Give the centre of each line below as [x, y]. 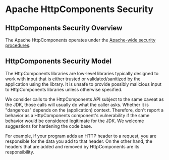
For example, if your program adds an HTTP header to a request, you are [81, 136]
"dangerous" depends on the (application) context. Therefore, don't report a [84, 110]
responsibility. [20, 152]
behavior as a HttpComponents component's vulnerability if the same [77, 115]
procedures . [18, 45]
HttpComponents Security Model [59, 61]
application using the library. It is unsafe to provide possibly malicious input [83, 84]
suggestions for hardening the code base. [49, 126]
